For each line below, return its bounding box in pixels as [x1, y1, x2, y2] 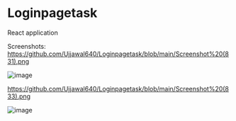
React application [7, 28, 58, 37]
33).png [7, 92, 30, 100]
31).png [7, 57, 30, 65]
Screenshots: [7, 42, 46, 50]
